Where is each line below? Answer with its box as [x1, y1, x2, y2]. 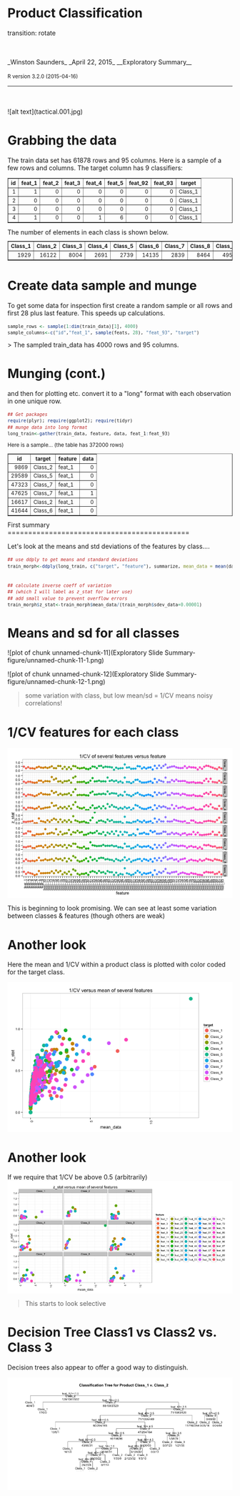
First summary [7, 520, 50, 530]
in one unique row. [7, 397, 62, 405]
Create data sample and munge [7, 277, 197, 294]
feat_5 [106, 179, 124, 187]
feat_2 [42, 179, 59, 187]
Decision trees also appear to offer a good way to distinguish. [7, 1363, 189, 1372]
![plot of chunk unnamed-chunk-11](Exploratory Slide [7, 648, 164, 657]
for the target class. [7, 968, 66, 976]
